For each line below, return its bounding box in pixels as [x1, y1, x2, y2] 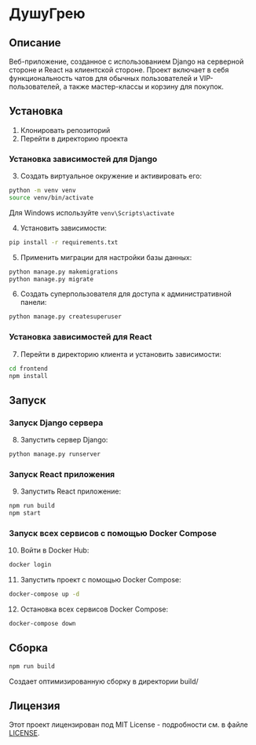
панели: [20, 298, 47, 307]
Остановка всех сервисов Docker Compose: [20, 604, 168, 614]
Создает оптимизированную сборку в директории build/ [9, 677, 199, 686]
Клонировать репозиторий [20, 125, 111, 134]
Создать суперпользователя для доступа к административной [20, 289, 232, 299]
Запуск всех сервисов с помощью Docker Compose [9, 527, 217, 538]
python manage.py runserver [9, 450, 101, 458]
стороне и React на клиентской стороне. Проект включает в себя [9, 65, 229, 75]
